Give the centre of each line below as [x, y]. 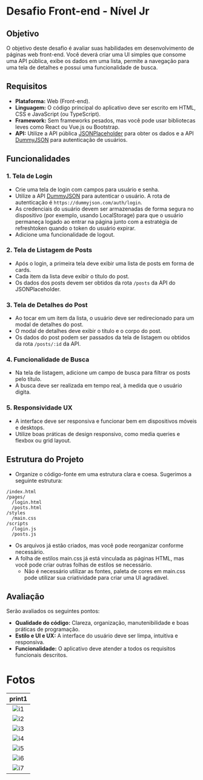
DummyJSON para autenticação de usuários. [71, 140]
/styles [16, 513]
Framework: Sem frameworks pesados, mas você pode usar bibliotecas [105, 120]
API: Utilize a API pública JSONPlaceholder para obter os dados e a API [104, 133]
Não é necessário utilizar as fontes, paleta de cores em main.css [105, 571]
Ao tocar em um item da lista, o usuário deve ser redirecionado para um [105, 318]
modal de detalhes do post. [49, 324]
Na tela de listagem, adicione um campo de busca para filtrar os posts [103, 373]
